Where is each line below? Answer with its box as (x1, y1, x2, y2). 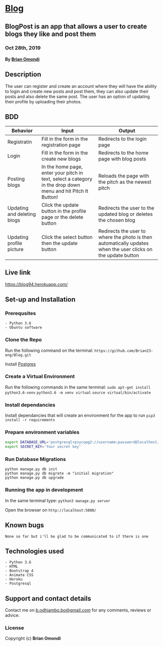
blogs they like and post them (5, 30, 96, 38)
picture (7, 246, 24, 252)
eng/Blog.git (5, 352, 32, 357)
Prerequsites (5, 310, 36, 316)
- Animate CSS (5, 573, 34, 578)
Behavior (11, 127, 33, 134)
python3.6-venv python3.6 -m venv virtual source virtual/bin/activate (5, 390, 151, 395)
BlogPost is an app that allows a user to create (5, 22, 147, 31)
